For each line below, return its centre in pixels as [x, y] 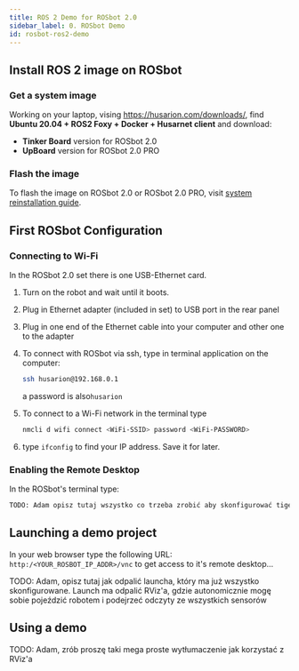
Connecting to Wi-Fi [54, 256]
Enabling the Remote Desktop [75, 469]
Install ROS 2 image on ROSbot [96, 70]
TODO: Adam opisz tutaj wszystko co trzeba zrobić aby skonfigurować [141, 506]
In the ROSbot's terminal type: [65, 489]
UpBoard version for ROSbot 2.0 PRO [91, 151]
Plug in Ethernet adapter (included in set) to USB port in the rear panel [151, 310]
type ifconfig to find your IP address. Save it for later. [121, 446]
